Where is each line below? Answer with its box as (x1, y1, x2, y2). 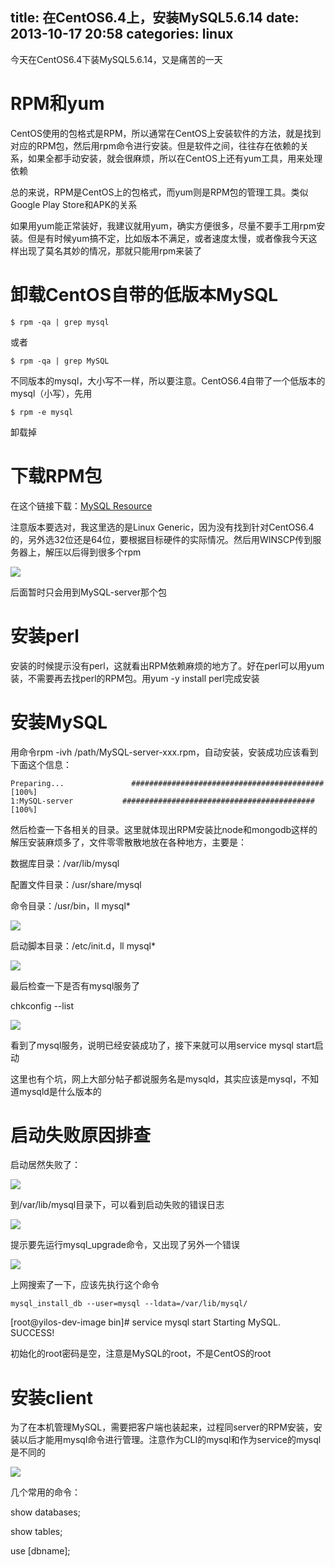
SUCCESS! (10, 1327, 55, 1339)
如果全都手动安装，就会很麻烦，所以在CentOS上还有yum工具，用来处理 (27, 152, 323, 164)
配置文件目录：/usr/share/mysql (10, 878, 142, 890)
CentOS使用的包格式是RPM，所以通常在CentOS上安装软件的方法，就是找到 (10, 127, 322, 139)
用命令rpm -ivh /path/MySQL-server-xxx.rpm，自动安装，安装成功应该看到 (10, 746, 319, 758)
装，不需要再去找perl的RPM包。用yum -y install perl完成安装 (10, 672, 260, 684)
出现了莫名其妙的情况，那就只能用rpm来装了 (18, 244, 203, 257)
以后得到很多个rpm (62, 546, 142, 558)
